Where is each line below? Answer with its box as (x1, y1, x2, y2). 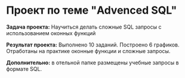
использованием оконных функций (6, 29, 96, 36)
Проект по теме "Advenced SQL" (6, 4, 177, 17)
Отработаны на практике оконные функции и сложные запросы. (6, 47, 171, 54)
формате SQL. (6, 65, 42, 72)
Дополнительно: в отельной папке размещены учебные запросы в (6, 59, 179, 66)
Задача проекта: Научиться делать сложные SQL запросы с (6, 23, 162, 30)
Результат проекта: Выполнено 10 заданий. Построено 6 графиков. (6, 41, 180, 48)
